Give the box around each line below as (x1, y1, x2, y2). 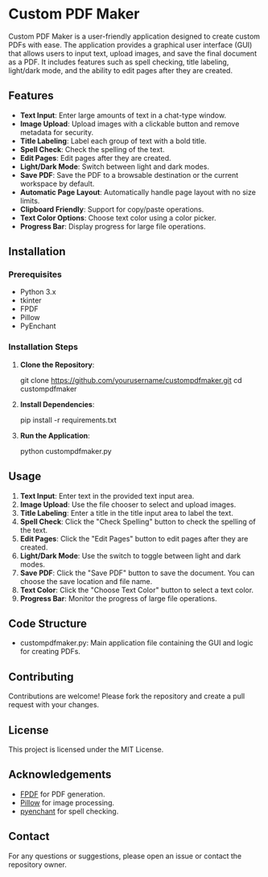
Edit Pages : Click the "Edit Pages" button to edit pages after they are (19, 533, 249, 543)
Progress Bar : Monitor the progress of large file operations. (19, 593, 217, 603)
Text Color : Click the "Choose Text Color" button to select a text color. (19, 585, 254, 595)
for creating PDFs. (19, 647, 80, 657)
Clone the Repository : (19, 360, 95, 369)
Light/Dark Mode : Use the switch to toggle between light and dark (19, 550, 241, 560)
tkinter (19, 295, 42, 306)
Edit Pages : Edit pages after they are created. (19, 153, 171, 163)
